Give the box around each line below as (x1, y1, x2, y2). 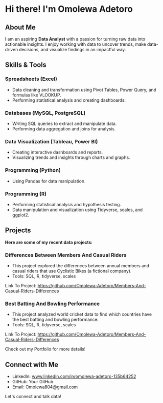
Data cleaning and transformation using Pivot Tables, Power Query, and (12, 87, 157, 93)
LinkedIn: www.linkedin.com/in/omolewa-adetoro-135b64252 (12, 373, 136, 379)
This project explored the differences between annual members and (12, 262, 149, 269)
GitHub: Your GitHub (12, 379, 54, 385)
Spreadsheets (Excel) (5, 75, 57, 82)
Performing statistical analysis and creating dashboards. (12, 97, 126, 103)
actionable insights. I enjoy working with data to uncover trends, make (5, 41, 146, 47)
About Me (5, 23, 36, 31)
